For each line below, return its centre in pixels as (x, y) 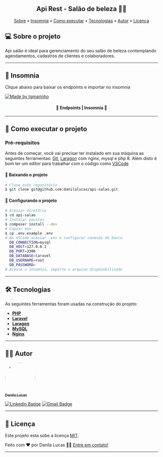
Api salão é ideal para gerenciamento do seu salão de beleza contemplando (81, 50)
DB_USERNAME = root (27, 261)
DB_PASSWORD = (23, 265)
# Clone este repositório (31, 185)
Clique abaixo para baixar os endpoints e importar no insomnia (68, 87)
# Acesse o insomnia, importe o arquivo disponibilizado (64, 269)
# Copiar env (18, 228)
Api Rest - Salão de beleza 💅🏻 (81, 9)
